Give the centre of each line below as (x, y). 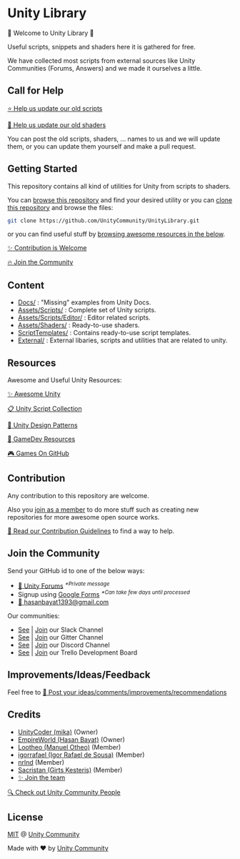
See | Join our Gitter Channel (60, 637)
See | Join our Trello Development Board (77, 652)
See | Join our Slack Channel (60, 630)
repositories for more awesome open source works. (84, 517)
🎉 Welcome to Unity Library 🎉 (51, 33)
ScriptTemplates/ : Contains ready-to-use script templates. (104, 333)
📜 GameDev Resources (41, 439)
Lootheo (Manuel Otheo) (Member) (69, 747)
